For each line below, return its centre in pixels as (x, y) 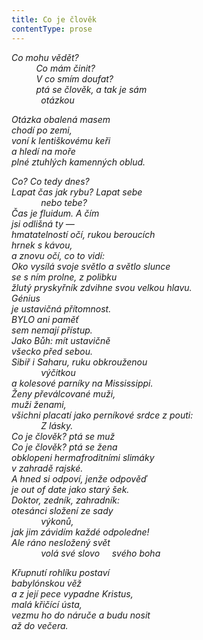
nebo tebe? (64, 202)
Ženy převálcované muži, (63, 393)
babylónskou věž (47, 583)
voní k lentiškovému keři (61, 140)
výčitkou (58, 372)
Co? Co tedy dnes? (50, 181)
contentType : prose (52, 29)
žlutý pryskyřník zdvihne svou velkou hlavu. (102, 287)
